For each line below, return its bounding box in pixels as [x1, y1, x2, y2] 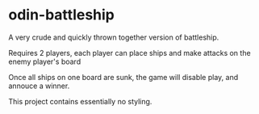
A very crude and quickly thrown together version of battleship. [8, 32, 219, 42]
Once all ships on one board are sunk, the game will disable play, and [8, 72, 239, 82]
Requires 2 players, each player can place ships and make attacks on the [8, 48, 252, 57]
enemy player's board [8, 57, 81, 66]
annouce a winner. [8, 81, 70, 91]
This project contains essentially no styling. [8, 96, 152, 106]
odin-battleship [8, 6, 115, 24]
